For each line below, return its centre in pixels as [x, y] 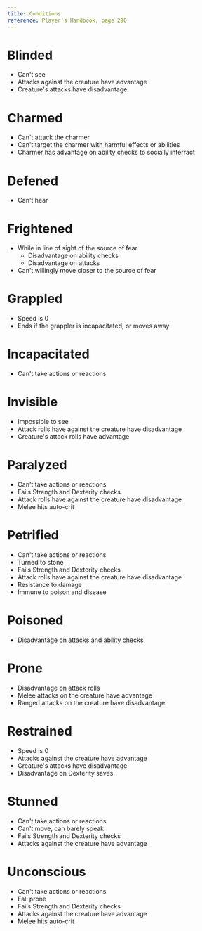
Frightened [40, 229]
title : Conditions [34, 14]
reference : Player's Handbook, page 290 [67, 20]
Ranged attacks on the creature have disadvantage [91, 702]
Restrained [40, 731]
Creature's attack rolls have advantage [73, 437]
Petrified [33, 535]
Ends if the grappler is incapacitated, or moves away [93, 326]
